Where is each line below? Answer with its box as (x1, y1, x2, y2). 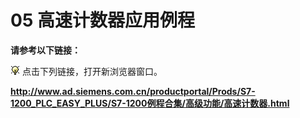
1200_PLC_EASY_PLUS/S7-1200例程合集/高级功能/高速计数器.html (10, 97, 290, 109)
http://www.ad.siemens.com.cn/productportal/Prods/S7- (10, 85, 256, 97)
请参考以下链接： (10, 44, 81, 56)
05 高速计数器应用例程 (10, 9, 195, 32)
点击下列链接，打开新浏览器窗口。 (21, 65, 163, 77)
